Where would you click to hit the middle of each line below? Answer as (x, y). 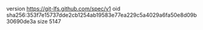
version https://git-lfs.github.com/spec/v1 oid (63, 9)
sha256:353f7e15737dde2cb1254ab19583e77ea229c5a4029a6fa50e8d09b (102, 15)
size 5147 (49, 21)
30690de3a (21, 21)
